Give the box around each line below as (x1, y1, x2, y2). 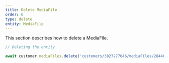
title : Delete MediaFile (5, 7, 57, 12)
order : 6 (5, 12, 24, 17)
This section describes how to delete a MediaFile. (5, 35, 108, 41)
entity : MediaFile (5, 21, 44, 26)
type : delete (5, 16, 33, 21)
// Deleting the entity (5, 44, 55, 50)
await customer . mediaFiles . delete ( (5, 53, 80, 59)
